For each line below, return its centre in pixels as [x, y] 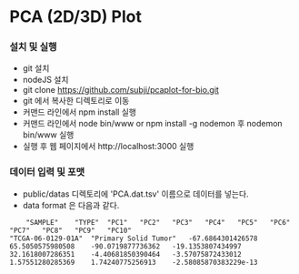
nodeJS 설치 [45, 80]
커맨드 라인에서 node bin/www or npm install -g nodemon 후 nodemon [153, 124]
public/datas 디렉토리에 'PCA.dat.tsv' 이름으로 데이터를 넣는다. [135, 194]
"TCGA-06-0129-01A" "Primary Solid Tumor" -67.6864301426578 [134, 238]
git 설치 [36, 68]
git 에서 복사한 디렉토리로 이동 [76, 101]
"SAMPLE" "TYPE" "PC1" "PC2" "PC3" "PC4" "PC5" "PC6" [158, 222]
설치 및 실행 [33, 47]
